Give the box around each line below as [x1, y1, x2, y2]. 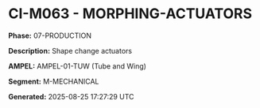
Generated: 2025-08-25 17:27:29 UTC [8, 91, 134, 101]
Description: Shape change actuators [8, 46, 133, 55]
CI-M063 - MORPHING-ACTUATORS [8, 5, 253, 23]
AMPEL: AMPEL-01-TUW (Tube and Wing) [8, 61, 147, 71]
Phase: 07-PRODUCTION [8, 31, 92, 40]
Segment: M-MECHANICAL [8, 76, 99, 86]
